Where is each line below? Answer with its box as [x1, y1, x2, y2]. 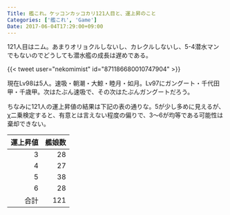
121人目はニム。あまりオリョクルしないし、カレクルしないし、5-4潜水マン [7, 43, 220, 51]
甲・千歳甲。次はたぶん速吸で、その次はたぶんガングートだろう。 [7, 88, 194, 96]
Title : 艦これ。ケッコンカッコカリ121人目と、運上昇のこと [7, 10, 157, 17]
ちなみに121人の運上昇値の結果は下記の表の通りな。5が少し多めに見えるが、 [7, 103, 225, 111]
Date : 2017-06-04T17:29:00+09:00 [7, 23, 104, 30]
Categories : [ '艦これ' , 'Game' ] [7, 17, 97, 23]
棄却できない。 [7, 120, 50, 128]
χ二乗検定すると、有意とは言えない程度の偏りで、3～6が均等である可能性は [7, 111, 224, 119]
